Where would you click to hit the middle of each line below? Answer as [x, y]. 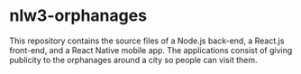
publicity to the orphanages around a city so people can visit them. [133, 60]
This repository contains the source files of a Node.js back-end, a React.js [147, 41]
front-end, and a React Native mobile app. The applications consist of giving [151, 50]
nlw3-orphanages [78, 16]
